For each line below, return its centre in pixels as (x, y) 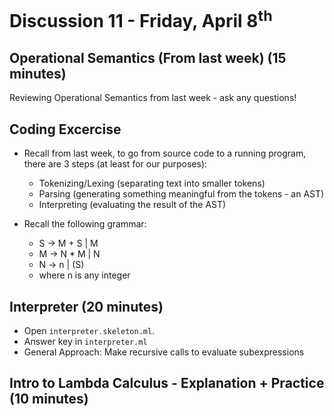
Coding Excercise (65, 129)
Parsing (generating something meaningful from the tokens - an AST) (181, 194)
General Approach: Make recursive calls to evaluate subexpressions (164, 352)
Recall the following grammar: (85, 224)
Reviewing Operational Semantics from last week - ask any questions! (153, 98)
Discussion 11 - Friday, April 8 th (141, 19)
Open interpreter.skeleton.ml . (89, 330)
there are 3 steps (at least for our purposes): (115, 164)
